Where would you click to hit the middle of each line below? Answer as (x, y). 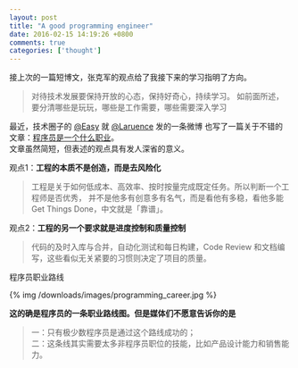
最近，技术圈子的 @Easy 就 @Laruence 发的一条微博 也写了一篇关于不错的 (146, 127)
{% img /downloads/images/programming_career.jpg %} (113, 295)
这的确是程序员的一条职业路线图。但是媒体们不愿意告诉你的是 (123, 314)
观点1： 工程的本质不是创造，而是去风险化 (85, 168)
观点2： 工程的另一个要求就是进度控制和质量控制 (98, 228)
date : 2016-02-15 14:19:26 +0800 (71, 34)
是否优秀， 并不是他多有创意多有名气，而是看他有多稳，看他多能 (165, 198)
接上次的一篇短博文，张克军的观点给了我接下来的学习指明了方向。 (130, 78)
